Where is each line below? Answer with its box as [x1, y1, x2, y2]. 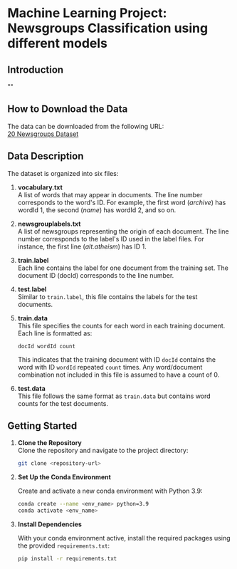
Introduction [7, 63, 64, 75]
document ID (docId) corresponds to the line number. [17, 271, 174, 279]
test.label [17, 285, 47, 293]
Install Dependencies [17, 520, 82, 528]
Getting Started [7, 420, 78, 432]
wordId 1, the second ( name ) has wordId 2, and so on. [17, 205, 177, 214]
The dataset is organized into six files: [7, 169, 119, 177]
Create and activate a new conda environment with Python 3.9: [17, 486, 203, 496]
